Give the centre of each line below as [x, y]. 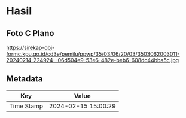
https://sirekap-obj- [31, 47]
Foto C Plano [30, 33]
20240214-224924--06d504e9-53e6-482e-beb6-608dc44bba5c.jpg [93, 60]
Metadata [25, 79]
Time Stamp [26, 106]
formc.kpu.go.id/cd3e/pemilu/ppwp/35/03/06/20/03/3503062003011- [93, 54]
